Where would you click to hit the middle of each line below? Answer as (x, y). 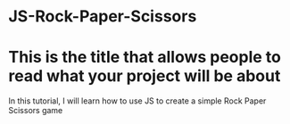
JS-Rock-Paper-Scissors (103, 17)
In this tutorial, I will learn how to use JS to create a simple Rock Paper (137, 101)
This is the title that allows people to (145, 58)
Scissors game (36, 111)
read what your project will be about (145, 76)
